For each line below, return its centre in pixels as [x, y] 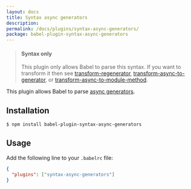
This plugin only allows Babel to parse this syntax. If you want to [101, 67]
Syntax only [37, 53]
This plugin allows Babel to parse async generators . [71, 92]
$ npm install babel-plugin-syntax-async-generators [74, 124]
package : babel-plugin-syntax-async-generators [67, 34]
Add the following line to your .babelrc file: [60, 158]
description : [23, 23]
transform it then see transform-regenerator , [76, 74]
